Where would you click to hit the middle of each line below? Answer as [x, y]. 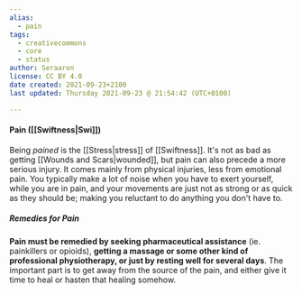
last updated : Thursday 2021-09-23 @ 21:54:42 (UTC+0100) [120, 93]
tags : [19, 34]
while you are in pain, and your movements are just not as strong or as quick [151, 188]
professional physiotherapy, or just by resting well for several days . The [146, 260]
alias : [22, 18]
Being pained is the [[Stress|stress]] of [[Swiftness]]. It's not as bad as [141, 150]
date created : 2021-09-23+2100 [68, 85]
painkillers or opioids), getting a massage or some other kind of [129, 251]
